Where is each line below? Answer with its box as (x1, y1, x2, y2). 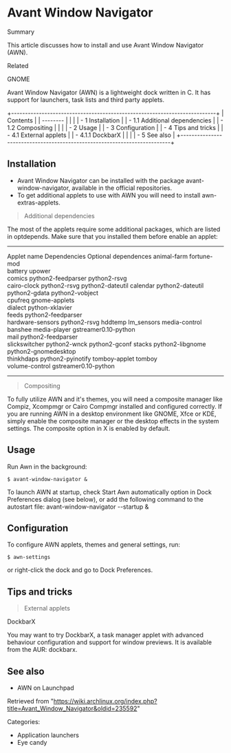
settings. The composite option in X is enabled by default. (7, 424, 170, 432)
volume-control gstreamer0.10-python (7, 361, 115, 370)
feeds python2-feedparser (7, 310, 82, 319)
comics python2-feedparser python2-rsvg (7, 274, 127, 282)
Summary (7, 28, 35, 36)
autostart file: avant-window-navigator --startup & (7, 502, 149, 511)
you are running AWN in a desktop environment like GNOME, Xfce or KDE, (7, 410, 217, 418)
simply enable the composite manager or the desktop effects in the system (7, 416, 219, 425)
